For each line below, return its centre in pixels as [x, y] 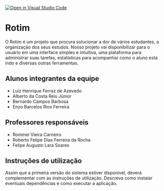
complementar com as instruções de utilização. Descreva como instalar [79, 178]
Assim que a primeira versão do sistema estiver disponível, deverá [73, 173]
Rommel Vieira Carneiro [37, 134]
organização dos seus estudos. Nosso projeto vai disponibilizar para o [77, 47]
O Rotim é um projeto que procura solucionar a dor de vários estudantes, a [82, 41]
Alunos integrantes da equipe [52, 79]
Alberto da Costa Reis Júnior [42, 96]
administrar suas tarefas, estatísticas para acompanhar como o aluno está [81, 57]
